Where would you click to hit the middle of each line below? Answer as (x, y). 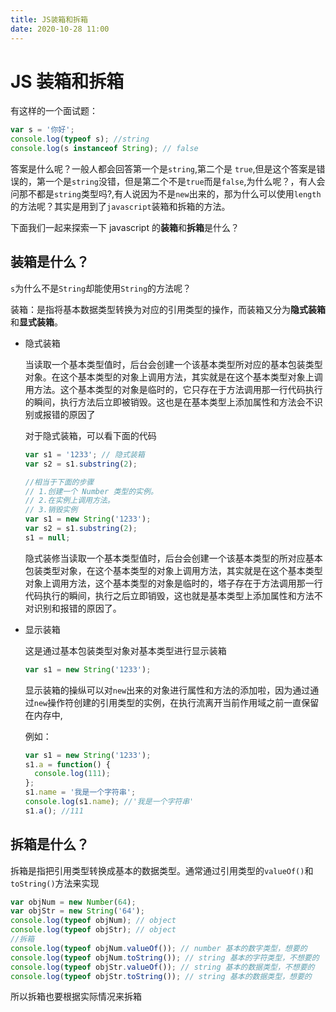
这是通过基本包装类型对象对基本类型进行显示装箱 (125, 650)
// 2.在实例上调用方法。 (69, 501)
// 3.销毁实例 (51, 510)
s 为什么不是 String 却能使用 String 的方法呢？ (101, 288)
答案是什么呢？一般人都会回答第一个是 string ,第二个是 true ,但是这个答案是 (163, 169)
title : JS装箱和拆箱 (49, 19)
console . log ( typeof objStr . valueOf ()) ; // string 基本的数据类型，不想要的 (162, 967)
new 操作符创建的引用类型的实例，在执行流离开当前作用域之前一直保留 (176, 702)
